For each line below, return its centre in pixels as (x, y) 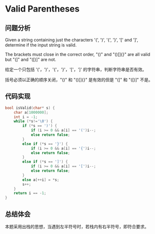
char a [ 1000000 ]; (31, 112)
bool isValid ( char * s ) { (30, 108)
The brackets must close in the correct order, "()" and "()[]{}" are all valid (78, 54)
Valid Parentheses (42, 9)
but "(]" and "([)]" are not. (31, 59)
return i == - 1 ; (30, 193)
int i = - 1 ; (26, 117)
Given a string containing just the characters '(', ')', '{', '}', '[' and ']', (72, 40)
